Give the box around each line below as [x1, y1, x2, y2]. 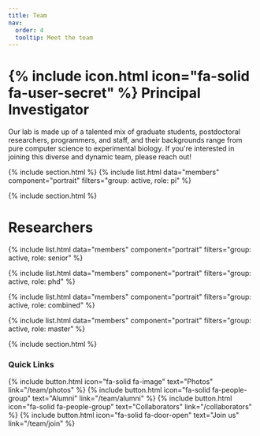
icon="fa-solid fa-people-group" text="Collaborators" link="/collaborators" [8, 402, 252, 412]
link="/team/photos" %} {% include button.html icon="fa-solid [8, 386, 210, 395]
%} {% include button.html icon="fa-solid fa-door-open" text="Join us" [8, 411, 240, 420]
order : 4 [15, 26, 44, 34]
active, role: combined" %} [8, 300, 96, 310]
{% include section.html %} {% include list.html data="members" [8, 167, 220, 177]
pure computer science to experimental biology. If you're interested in [8, 143, 235, 154]
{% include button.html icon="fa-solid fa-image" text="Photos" [8, 377, 214, 386]
